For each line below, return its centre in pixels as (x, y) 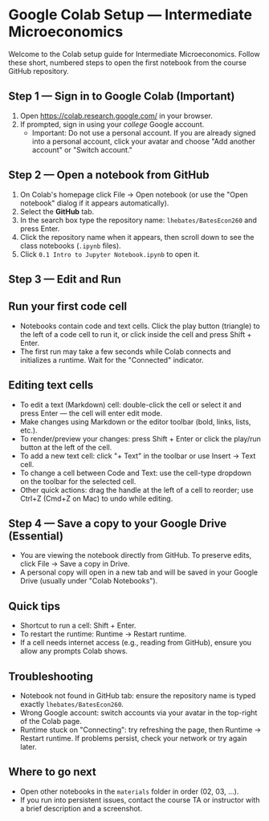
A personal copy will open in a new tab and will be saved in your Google (139, 572)
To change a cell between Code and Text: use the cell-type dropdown (135, 473)
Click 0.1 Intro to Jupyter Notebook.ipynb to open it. (110, 254)
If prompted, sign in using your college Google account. (112, 124)
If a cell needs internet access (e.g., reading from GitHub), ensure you (135, 643)
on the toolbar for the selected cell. (78, 481)
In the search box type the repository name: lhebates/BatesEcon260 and (138, 220)
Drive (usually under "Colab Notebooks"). (89, 581)
